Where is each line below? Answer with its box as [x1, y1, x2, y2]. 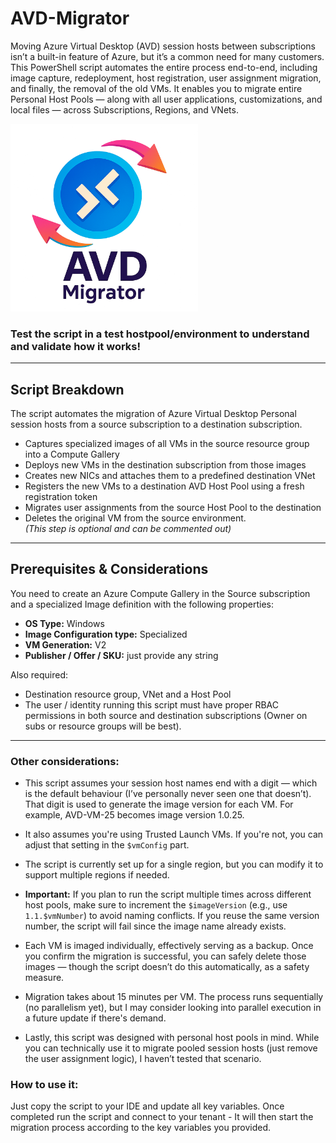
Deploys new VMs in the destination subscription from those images [24, 459, 307, 471]
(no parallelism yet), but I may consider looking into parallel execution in [24, 1002, 322, 1014]
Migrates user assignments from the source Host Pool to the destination [24, 502, 322, 514]
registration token [24, 491, 98, 503]
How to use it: [10, 1078, 79, 1092]
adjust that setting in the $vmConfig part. [24, 839, 190, 851]
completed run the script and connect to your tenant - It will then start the [10, 1111, 314, 1123]
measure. [24, 972, 65, 984]
